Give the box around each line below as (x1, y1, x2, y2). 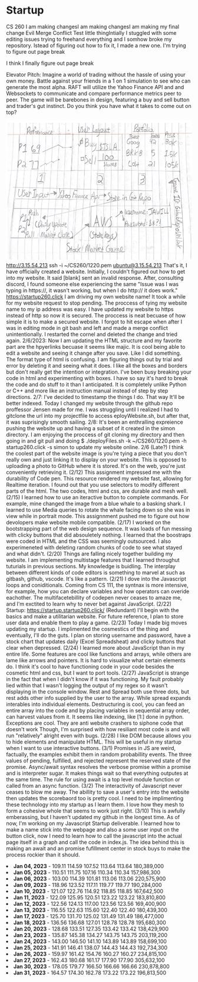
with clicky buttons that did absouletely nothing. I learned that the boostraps (6, 532, 192, 539)
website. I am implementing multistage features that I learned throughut (6, 557, 180, 564)
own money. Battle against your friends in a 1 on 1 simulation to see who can (6, 77, 191, 84)
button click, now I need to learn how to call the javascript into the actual (6, 833, 183, 840)
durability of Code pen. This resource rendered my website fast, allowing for (6, 475, 192, 482)
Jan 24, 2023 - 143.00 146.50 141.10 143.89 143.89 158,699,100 (14, 938, 167, 945)
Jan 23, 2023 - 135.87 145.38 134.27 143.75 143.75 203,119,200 (14, 932, 168, 939)
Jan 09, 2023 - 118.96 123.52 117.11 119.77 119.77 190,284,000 (14, 882, 162, 889)
